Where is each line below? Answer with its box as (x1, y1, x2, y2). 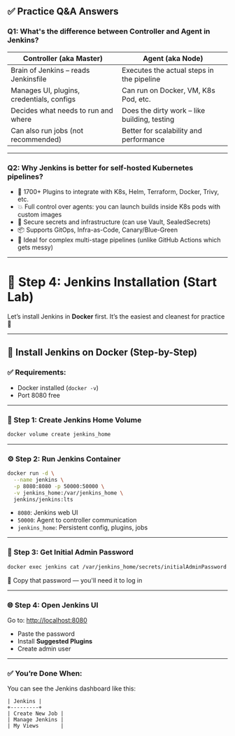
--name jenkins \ (13, 476, 64, 483)
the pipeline (122, 74, 161, 83)
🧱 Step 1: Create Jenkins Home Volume (7, 415, 142, 424)
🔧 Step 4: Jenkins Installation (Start (7, 275, 218, 290)
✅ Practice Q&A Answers (7, 6, 119, 18)
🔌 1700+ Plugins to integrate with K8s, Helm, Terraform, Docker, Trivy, (17, 187, 220, 195)
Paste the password (17, 630, 76, 638)
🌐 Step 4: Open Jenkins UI (7, 600, 99, 610)
